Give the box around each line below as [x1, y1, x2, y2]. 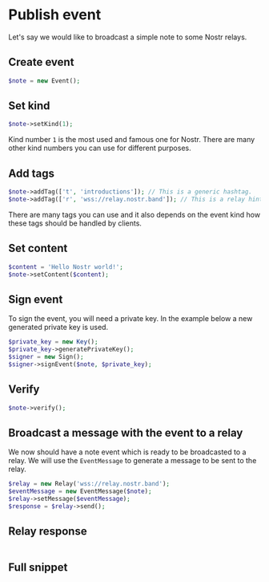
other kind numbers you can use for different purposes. [8, 143, 191, 153]
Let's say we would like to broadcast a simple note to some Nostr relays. [8, 32, 247, 42]
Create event [8, 55, 74, 69]
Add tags [8, 166, 54, 180]
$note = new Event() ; [8, 76, 81, 85]
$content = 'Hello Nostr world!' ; [8, 263, 124, 271]
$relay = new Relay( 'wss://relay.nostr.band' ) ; [8, 480, 171, 488]
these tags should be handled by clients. [8, 218, 143, 228]
